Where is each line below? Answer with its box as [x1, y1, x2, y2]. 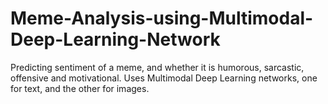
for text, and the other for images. [10, 82, 150, 94]
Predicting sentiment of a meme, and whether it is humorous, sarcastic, [10, 61, 305, 73]
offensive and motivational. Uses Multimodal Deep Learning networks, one [10, 72, 318, 84]
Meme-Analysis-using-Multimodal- [10, 7, 314, 30]
